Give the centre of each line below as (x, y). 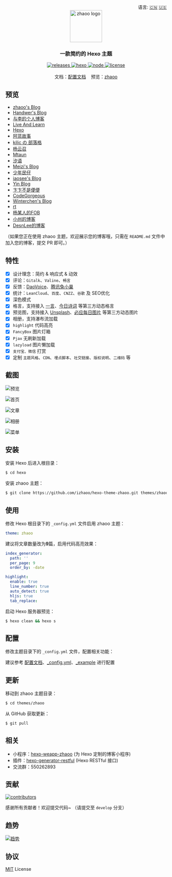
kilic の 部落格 (27, 143)
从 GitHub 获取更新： (27, 713)
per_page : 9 (23, 563)
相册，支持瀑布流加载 (35, 319)
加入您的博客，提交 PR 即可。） (38, 243)
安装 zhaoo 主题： (24, 483)
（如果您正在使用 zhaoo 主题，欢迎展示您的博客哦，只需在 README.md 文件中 (85, 236)
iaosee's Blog (27, 178)
